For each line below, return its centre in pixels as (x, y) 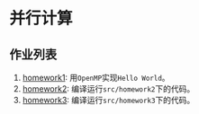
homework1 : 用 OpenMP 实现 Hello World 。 (96, 78)
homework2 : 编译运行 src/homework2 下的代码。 (109, 89)
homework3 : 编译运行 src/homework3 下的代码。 (109, 100)
